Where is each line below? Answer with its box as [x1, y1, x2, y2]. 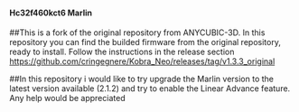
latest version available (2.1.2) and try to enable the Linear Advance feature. [9, 83, 291, 94]
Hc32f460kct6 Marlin [9, 7, 93, 18]
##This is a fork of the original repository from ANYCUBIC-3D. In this [9, 27, 266, 38]
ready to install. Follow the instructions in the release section [9, 46, 235, 58]
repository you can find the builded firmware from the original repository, [9, 37, 282, 48]
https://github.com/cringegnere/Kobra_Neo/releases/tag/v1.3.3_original [9, 56, 276, 67]
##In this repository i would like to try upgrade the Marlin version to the [9, 73, 274, 85]
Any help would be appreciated [9, 93, 126, 104]
